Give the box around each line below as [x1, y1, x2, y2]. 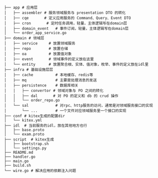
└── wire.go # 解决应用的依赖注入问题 [4, 168, 77, 173]
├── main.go [4, 159, 29, 164]
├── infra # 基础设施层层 [4, 67, 54, 72]
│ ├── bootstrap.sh [4, 141, 49, 146]
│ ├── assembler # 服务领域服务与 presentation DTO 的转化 [4, 10, 126, 15]
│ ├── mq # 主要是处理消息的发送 [4, 78, 97, 83]
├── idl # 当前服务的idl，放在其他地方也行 [4, 123, 87, 128]
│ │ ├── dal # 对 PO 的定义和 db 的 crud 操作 [4, 93, 119, 98]
